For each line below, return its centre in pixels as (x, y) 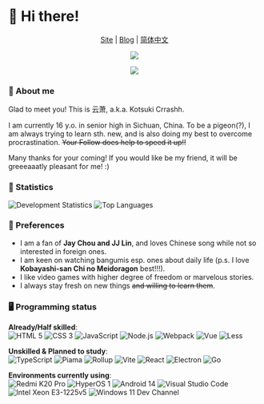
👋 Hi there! (44, 16)
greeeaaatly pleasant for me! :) (59, 167)
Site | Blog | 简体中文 (134, 39)
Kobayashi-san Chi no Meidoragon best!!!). (92, 269)
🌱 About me (31, 91)
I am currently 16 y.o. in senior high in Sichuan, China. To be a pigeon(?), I (129, 125)
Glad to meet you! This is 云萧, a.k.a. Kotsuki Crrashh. (96, 109)
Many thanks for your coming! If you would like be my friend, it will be (123, 158)
